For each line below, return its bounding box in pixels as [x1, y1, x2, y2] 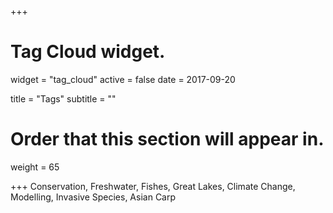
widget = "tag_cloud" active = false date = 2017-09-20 [10, 73, 236, 85]
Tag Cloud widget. [10, 41, 166, 63]
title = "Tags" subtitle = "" [10, 92, 117, 105]
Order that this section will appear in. [10, 128, 325, 151]
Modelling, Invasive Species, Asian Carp [10, 191, 177, 203]
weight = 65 [10, 161, 60, 173]
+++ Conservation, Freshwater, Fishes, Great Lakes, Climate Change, [10, 180, 296, 192]
